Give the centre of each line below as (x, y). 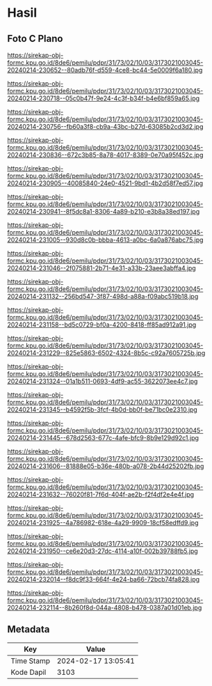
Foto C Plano (35, 39)
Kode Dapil (28, 672)
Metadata (28, 629)
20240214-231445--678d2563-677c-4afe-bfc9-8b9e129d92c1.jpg (103, 438)
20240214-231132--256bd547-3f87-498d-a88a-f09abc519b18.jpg (103, 296)
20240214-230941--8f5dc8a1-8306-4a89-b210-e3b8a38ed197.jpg (104, 211)
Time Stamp (31, 661)
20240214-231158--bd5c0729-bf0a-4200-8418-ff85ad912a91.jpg (102, 325)
